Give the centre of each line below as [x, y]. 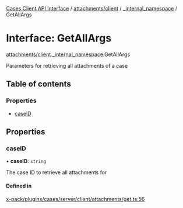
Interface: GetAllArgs [59, 38]
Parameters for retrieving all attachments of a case [67, 65]
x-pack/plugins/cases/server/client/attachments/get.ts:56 [75, 199]
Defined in [19, 186]
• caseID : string [26, 161]
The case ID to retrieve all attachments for [57, 172]
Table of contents [38, 84]
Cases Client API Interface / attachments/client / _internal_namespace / [92, 8]
